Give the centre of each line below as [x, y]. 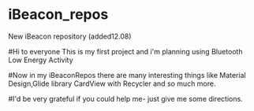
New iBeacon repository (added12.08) [70, 36]
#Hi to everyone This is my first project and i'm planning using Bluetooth [125, 51]
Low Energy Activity [41, 60]
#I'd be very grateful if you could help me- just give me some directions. [125, 98]
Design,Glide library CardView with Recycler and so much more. [112, 83]
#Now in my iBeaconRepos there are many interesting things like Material [127, 75]
